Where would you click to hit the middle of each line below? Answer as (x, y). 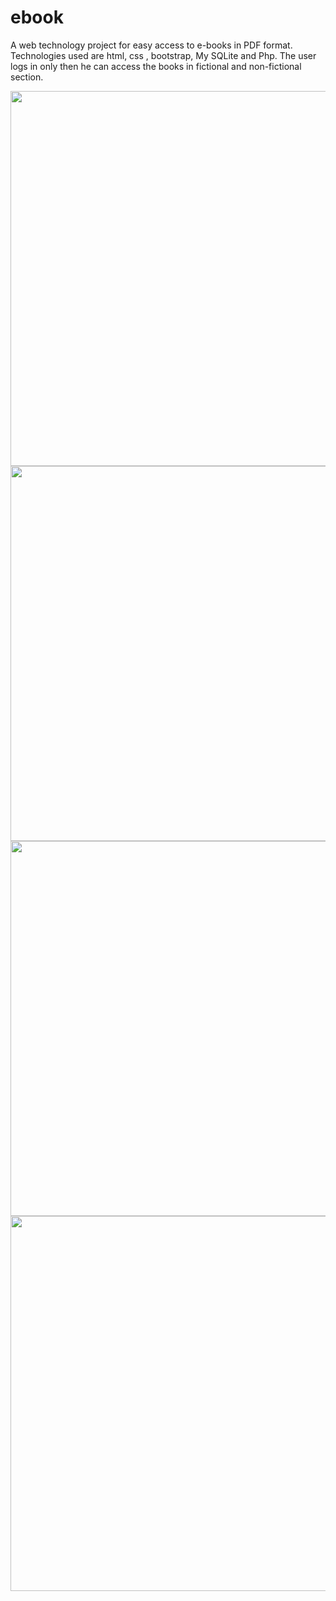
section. (27, 77)
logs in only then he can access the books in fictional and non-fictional (156, 66)
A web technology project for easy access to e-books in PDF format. (151, 45)
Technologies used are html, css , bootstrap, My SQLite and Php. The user (163, 55)
